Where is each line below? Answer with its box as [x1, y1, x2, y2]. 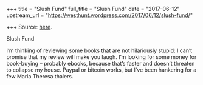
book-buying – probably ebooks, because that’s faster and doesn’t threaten [6, 60, 195, 67]
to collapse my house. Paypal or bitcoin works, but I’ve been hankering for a [6, 66, 197, 73]
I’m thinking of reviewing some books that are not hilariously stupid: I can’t [6, 47, 193, 54]
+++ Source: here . [6, 24, 53, 30]
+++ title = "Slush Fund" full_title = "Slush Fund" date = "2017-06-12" [6, 5, 180, 12]
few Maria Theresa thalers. [6, 73, 74, 80]
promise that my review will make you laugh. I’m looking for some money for [6, 53, 197, 60]
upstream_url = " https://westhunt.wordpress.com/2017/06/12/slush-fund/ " [6, 12, 193, 19]
